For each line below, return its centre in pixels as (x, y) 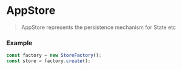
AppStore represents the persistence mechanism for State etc (99, 27)
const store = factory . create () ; (49, 61)
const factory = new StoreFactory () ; (54, 56)
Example (19, 43)
